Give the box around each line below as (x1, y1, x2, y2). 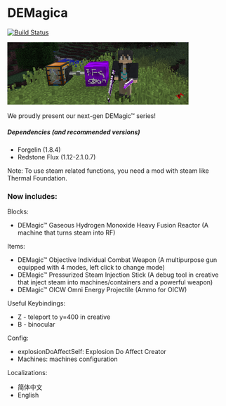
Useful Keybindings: (7, 299, 65, 308)
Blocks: (7, 207, 29, 216)
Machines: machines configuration (17, 355, 118, 363)
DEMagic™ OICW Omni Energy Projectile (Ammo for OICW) (17, 286, 187, 294)
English (17, 391, 39, 400)
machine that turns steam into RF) (17, 228, 116, 237)
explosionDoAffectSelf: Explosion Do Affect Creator (17, 348, 167, 356)
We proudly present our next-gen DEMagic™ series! (7, 111, 156, 120)
